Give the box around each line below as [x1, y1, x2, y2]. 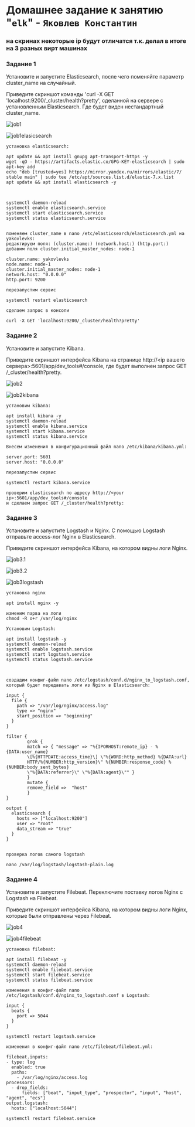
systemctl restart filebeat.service [6, 1116, 95, 1122]
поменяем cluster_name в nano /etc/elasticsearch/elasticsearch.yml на [6, 231, 184, 237]
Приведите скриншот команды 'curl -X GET [6, 91, 115, 98]
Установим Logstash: [6, 626, 57, 632]
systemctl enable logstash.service [6, 646, 93, 652]
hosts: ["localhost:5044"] [11, 1105, 77, 1111]
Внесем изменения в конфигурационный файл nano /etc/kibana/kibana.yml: [6, 444, 187, 450]
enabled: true [11, 1064, 46, 1070]
